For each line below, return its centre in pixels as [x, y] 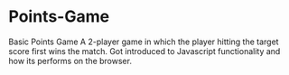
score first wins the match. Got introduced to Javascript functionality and [144, 51]
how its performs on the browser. [70, 61]
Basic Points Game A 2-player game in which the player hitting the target [144, 42]
